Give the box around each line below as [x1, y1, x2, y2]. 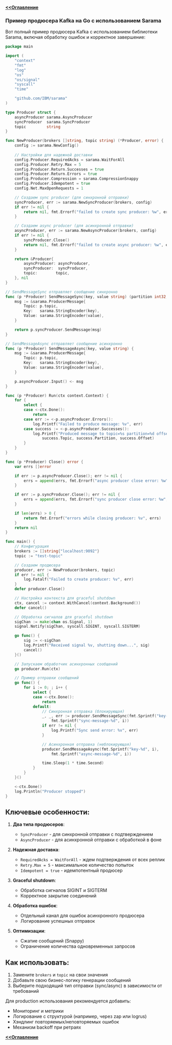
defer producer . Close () [14, 586, 66, 592]
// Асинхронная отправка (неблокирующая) [41, 742, 132, 747]
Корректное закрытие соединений [20, 893, 97, 899]
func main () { [5, 539, 36, 544]
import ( [5, 53, 24, 58]
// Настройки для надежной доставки [14, 152, 93, 158]
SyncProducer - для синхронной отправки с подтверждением [20, 831, 154, 838]
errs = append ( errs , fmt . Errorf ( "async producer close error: [24, 478, 159, 483]
